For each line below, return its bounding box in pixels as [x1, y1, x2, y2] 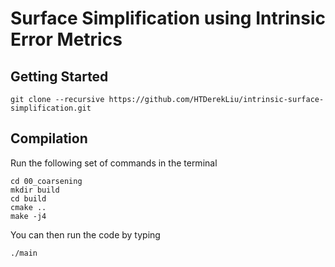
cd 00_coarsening [10, 176, 83, 186]
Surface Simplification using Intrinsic [10, 7, 326, 30]
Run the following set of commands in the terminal [10, 157, 218, 169]
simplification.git [10, 103, 92, 113]
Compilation [10, 130, 88, 147]
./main [10, 248, 38, 258]
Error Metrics [10, 28, 123, 51]
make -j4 [10, 211, 47, 221]
